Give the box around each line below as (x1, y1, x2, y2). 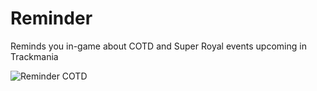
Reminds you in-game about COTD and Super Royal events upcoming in (10, 40, 307, 52)
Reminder (10, 7, 93, 30)
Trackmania (10, 50, 59, 62)
